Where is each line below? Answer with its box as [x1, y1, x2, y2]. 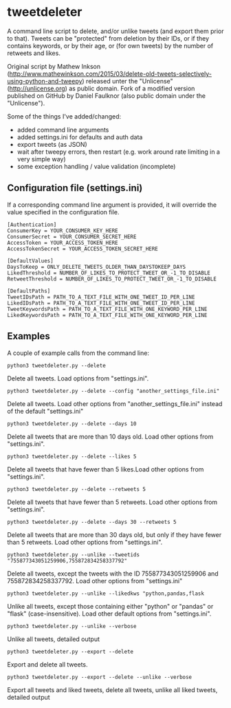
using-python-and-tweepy [7, 77, 82, 85]
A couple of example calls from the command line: [7, 349, 150, 357]
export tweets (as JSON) [16, 140, 87, 148]
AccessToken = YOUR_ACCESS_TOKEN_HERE [7, 239, 118, 246]
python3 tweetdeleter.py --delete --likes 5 [7, 453, 137, 460]
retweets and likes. [7, 49, 60, 57]
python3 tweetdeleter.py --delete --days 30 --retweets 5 [7, 518, 177, 525]
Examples [7, 330, 50, 342]
